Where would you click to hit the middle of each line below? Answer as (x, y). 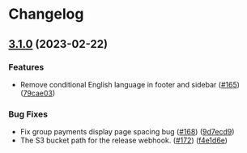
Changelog (46, 14)
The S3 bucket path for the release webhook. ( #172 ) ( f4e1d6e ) (124, 140)
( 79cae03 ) (38, 93)
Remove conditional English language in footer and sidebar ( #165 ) (130, 84)
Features (26, 67)
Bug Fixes (28, 114)
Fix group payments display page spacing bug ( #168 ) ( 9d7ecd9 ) (127, 132)
